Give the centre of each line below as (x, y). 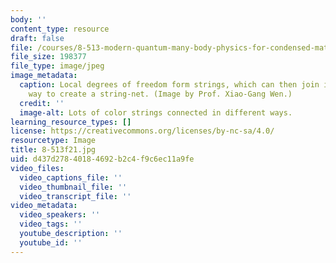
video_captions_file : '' (71, 177)
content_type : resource (60, 29)
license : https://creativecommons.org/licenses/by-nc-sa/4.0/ (142, 131)
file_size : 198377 (48, 57)
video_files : (37, 168)
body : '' (28, 19)
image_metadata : (44, 76)
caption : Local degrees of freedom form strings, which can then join (169, 85)
